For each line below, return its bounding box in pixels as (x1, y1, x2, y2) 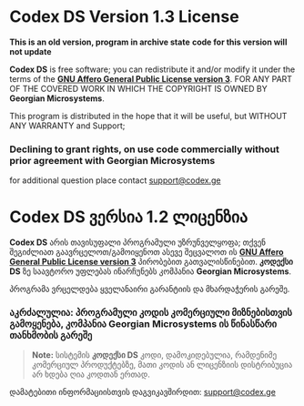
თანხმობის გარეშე (9, 330, 93, 342)
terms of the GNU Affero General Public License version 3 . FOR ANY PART (9, 73, 293, 84)
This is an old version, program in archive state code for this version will (9, 36, 288, 47)
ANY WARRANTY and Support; (9, 120, 126, 131)
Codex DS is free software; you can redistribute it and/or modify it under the (9, 64, 296, 75)
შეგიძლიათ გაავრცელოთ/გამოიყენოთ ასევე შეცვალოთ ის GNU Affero (9, 247, 284, 258)
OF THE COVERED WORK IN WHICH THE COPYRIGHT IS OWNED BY (9, 83, 268, 94)
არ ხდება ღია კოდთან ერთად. (31, 369, 150, 380)
